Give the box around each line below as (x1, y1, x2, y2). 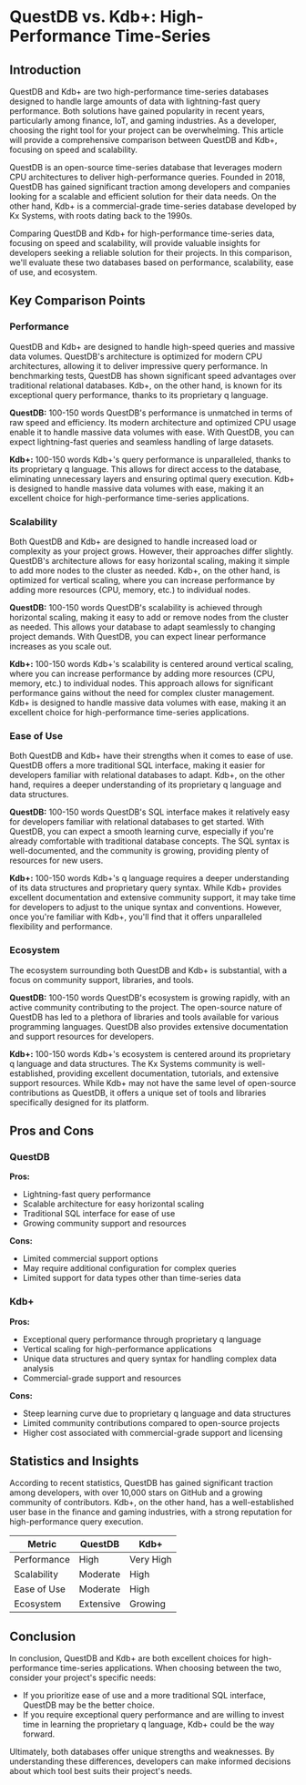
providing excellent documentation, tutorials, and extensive (56, 1068, 280, 1079)
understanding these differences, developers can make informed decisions (9, 1756, 291, 1767)
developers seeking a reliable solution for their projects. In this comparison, (9, 248, 292, 258)
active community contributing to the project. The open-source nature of (9, 1001, 282, 1012)
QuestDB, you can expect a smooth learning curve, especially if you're (9, 826, 274, 837)
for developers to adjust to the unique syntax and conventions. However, (9, 902, 282, 913)
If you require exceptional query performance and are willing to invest (22, 1709, 285, 1720)
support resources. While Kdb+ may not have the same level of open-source (9, 1077, 297, 1088)
